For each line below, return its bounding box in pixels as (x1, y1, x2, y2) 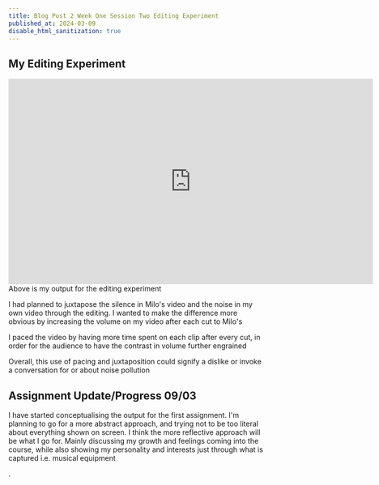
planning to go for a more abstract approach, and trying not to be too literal (8, 419, 259, 428)
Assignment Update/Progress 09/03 (8, 389, 197, 402)
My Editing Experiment (8, 57, 126, 70)
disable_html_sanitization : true (8, 27, 121, 35)
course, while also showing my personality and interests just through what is (8, 445, 263, 454)
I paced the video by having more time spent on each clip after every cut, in (8, 333, 261, 342)
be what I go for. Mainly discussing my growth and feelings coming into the (8, 436, 259, 445)
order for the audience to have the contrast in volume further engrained (8, 341, 247, 351)
